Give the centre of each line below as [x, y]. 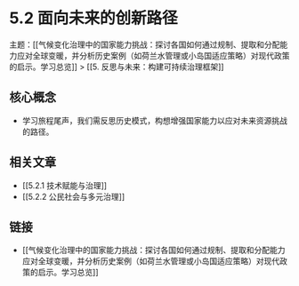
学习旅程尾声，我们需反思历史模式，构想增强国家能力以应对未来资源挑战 [154, 120]
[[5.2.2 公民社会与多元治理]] [73, 196]
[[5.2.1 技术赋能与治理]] [65, 185]
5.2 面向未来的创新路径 [93, 18]
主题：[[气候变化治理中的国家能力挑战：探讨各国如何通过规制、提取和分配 [145, 44]
